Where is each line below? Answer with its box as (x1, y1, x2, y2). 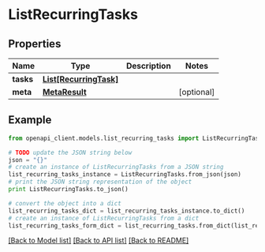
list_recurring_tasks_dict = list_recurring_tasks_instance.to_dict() (8, 207, 245, 215)
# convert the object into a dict (8, 199, 122, 207)
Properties (8, 37, 62, 51)
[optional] (178, 87, 215, 97)
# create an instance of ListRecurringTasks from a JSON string (8, 164, 224, 171)
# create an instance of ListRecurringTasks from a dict (8, 214, 200, 222)
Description (125, 61, 171, 71)
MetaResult (42, 87, 87, 97)
